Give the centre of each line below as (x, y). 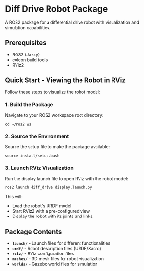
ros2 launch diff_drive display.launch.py (48, 188)
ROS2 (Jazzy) (26, 54)
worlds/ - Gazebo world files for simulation (55, 264)
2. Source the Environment (37, 136)
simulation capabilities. (28, 27)
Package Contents (33, 231)
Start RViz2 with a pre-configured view (51, 211)
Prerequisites (26, 43)
